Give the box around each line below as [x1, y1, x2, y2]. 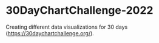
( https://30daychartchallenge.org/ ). [5, 29, 95, 36]
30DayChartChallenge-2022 [5, 4, 154, 17]
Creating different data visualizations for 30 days [5, 23, 128, 30]
